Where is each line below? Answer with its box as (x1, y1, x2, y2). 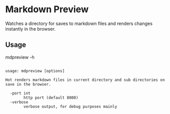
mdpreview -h (5, 54, 35, 60)
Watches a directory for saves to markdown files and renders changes (5, 20, 153, 26)
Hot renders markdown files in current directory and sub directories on (5, 77, 165, 82)
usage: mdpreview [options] (5, 68, 65, 73)
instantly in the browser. (5, 25, 56, 32)
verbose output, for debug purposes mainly (23, 104, 117, 109)
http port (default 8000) (23, 95, 79, 100)
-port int (10, 91, 31, 96)
